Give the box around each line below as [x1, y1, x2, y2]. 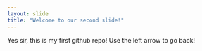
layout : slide [7, 10, 49, 17]
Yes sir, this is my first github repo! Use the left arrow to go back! [7, 36, 196, 44]
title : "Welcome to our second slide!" [7, 17, 125, 24]
